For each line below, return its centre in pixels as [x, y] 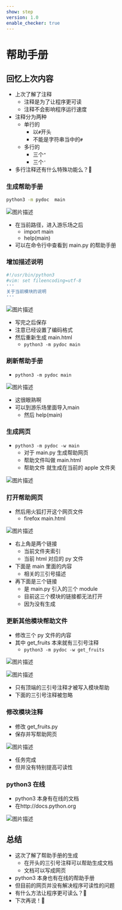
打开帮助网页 [25, 497]
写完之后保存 [30, 322]
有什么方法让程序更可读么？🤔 [51, 893]
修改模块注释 [25, 712]
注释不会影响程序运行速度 [55, 110]
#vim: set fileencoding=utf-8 [44, 281]
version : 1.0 [22, 17]
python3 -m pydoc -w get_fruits [64, 650]
